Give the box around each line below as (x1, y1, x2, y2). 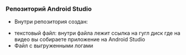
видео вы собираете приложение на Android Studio (14, 36, 145, 43)
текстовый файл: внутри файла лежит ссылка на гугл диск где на (14, 30, 181, 37)
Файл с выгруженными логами (14, 42, 94, 49)
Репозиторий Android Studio (5, 5, 92, 13)
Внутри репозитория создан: (14, 18, 88, 25)
